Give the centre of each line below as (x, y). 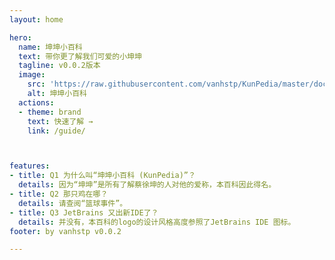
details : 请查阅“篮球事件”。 (73, 203)
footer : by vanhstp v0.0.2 (65, 231)
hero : (20, 37)
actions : (36, 102)
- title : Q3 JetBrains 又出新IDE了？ (84, 212)
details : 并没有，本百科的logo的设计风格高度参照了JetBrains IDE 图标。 (157, 222)
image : (32, 75)
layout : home (36, 19)
